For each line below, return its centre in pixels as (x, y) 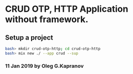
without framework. (47, 19)
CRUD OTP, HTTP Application (67, 9)
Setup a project (29, 37)
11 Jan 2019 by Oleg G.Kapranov (44, 66)
